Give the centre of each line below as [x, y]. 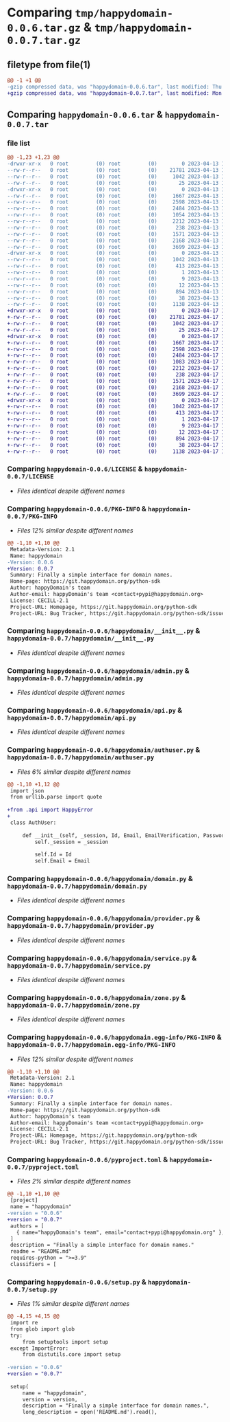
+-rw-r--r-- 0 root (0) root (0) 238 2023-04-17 [113, 375]
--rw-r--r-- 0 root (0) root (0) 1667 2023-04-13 [113, 196]
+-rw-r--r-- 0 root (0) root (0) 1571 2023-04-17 [113, 381]
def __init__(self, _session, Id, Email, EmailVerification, [111, 835]
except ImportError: [39, 1348]
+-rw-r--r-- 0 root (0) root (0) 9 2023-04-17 [113, 426]
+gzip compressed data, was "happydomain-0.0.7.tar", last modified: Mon [115, 93]
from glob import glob [42, 1329]
